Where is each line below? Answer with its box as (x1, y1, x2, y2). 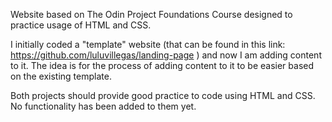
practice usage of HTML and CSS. (10, 19, 152, 31)
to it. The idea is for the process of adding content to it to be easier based (10, 60, 315, 71)
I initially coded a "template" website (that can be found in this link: (10, 39, 286, 50)
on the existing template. (10, 70, 112, 82)
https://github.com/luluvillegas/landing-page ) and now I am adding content (10, 49, 322, 61)
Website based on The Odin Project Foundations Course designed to (10, 9, 293, 20)
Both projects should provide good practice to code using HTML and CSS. (10, 90, 316, 101)
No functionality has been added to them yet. (10, 100, 197, 112)
